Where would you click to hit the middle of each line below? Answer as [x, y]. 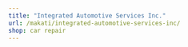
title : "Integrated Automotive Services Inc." [87, 16]
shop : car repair [37, 30]
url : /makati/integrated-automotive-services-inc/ [94, 23]
